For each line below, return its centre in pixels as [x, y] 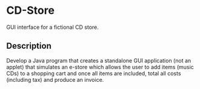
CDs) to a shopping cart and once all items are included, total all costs [94, 73]
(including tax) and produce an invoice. [55, 79]
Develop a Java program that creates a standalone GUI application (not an [99, 60]
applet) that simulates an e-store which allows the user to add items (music [100, 67]
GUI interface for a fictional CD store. [52, 27]
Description [29, 46]
